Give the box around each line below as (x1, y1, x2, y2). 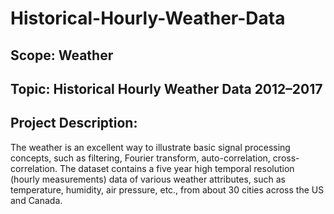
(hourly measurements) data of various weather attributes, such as (10, 173, 286, 185)
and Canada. (10, 194, 63, 206)
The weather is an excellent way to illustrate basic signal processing (10, 141, 291, 153)
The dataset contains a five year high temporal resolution (59, 162, 295, 174)
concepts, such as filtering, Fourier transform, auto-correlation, (10, 152, 271, 164)
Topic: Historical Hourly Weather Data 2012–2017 (10, 80, 323, 97)
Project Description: (10, 115, 138, 132)
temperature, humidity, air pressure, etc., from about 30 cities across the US (10, 183, 325, 196)
